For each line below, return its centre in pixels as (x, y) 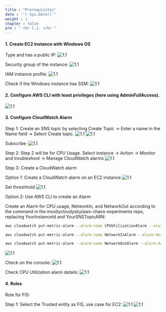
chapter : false (22, 24)
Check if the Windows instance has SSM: (47, 84)
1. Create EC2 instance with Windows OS (48, 44)
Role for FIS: (18, 295)
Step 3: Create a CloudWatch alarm (41, 168)
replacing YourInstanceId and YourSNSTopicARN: (55, 216)
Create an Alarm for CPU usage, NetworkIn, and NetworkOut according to (80, 206)
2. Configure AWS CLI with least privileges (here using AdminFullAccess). (83, 95)
